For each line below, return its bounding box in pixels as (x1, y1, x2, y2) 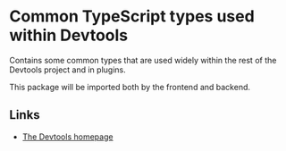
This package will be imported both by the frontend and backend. (9, 81, 251, 92)
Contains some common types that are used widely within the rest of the (9, 55, 277, 65)
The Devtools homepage (21, 131, 114, 142)
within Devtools (9, 25, 129, 46)
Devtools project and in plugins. (9, 64, 127, 75)
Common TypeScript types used (9, 6, 255, 27)
